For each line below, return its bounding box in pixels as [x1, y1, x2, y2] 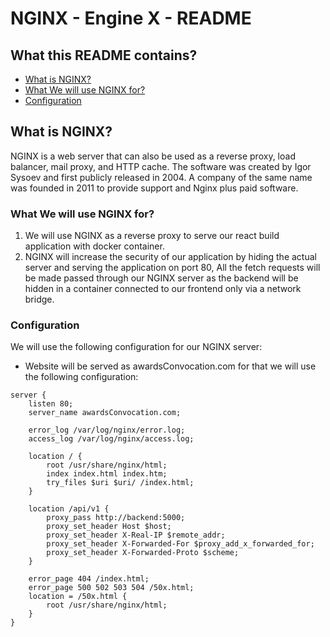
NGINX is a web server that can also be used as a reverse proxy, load [10, 150, 296, 162]
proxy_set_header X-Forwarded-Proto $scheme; [46, 548, 240, 558]
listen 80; [28, 399, 74, 409]
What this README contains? [10, 47, 198, 64]
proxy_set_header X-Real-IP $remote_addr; [46, 530, 226, 541]
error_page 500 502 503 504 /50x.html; [28, 583, 195, 593]
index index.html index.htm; [46, 469, 168, 479]
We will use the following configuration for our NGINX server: [10, 341, 263, 353]
